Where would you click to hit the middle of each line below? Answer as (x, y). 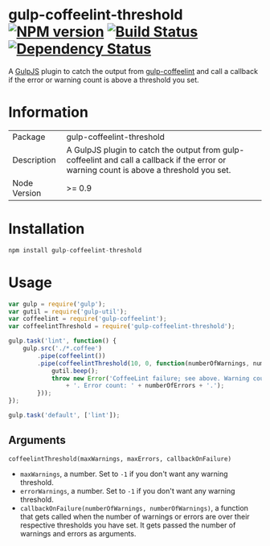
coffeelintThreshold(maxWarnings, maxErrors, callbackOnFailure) (120, 459)
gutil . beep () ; (75, 371)
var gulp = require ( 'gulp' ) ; (57, 304)
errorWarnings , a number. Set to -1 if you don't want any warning (127, 491)
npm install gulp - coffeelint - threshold (75, 250)
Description (34, 160)
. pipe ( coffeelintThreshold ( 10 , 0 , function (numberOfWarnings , (143, 363)
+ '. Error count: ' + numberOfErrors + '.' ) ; (145, 386)
